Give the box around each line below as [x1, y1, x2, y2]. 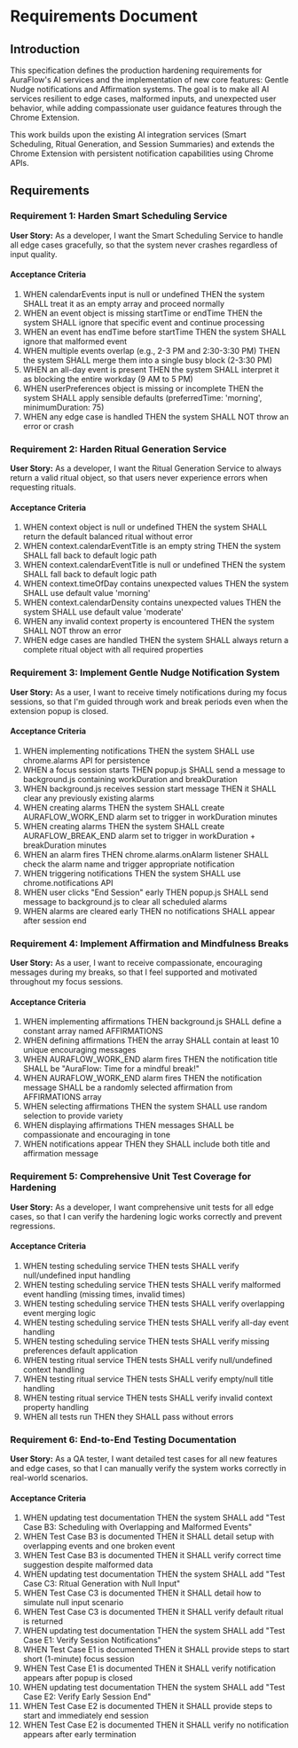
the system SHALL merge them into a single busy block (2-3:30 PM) [22, 355, 273, 365]
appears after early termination [22, 1729, 137, 1740]
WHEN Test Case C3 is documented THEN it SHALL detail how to [22, 1587, 262, 1598]
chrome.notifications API [22, 877, 114, 888]
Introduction [10, 42, 81, 57]
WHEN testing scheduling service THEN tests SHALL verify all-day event [22, 1317, 289, 1328]
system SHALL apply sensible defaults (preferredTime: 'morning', [22, 392, 263, 403]
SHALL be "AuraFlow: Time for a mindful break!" [22, 1063, 200, 1074]
